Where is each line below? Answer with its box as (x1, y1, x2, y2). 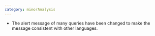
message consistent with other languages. (11, 25, 98, 31)
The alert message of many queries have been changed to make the (11, 20, 151, 26)
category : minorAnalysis (4, 7, 56, 12)
